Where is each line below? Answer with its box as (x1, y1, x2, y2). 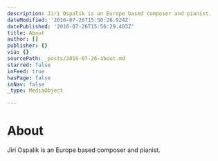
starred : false (7, 61, 51, 68)
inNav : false (7, 81, 45, 88)
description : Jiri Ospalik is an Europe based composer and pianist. (7, 10, 212, 17)
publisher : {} (7, 42, 48, 49)
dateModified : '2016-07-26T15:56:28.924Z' (7, 17, 131, 23)
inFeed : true (7, 68, 45, 75)
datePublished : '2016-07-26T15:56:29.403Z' (7, 23, 135, 30)
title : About (7, 29, 45, 37)
